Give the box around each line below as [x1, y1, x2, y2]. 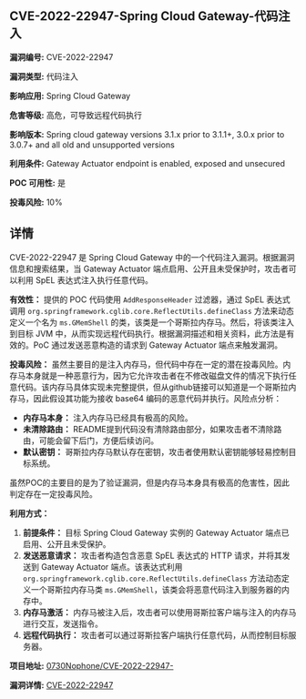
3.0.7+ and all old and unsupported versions [9, 139, 175, 150]
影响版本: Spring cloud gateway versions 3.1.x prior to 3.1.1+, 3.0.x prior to [9, 128, 285, 139]
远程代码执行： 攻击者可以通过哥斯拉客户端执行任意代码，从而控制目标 [22, 629, 289, 640]
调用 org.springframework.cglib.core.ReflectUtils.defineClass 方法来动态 [9, 305, 294, 316]
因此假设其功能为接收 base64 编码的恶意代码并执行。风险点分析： [33, 392, 282, 403]
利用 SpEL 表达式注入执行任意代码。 [16, 274, 153, 285]
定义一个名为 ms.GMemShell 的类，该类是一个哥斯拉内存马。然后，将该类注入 [9, 317, 294, 328]
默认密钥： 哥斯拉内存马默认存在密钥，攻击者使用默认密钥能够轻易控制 [22, 446, 289, 457]
